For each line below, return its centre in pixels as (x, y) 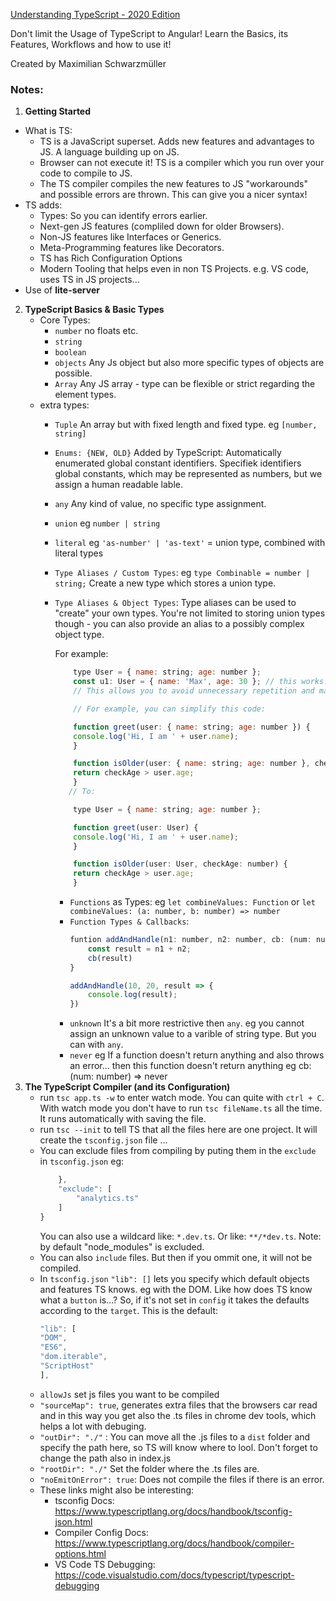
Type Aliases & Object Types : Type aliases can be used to (175, 603)
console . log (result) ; (132, 995)
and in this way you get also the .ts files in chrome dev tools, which (178, 1415)
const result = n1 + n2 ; (139, 949)
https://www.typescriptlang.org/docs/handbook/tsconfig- (173, 1511)
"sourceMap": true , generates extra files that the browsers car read (178, 1405)
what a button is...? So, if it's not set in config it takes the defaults (174, 1300)
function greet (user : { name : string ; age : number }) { (192, 727)
